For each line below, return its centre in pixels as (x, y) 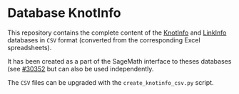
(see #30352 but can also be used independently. (81, 69)
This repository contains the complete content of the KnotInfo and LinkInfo (117, 33)
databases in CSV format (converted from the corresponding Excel (104, 40)
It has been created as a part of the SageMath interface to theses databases (119, 61)
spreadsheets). (30, 47)
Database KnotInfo (64, 13)
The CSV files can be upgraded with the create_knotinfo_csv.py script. (111, 82)
